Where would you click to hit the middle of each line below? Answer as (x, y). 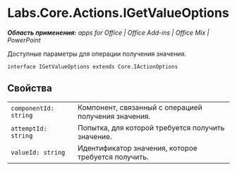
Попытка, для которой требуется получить (151, 127)
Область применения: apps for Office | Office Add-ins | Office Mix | (108, 33)
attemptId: (29, 128)
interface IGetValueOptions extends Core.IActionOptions (93, 66)
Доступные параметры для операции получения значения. (97, 54)
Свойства (30, 89)
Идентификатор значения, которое (137, 148)
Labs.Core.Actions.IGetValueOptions (118, 13)
